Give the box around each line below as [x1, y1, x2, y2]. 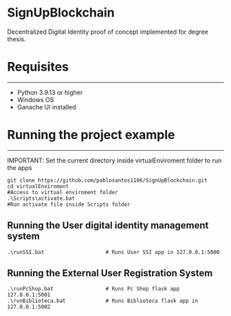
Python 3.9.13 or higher [16, 88, 83, 96]
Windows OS [16, 95, 54, 104]
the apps [7, 163, 32, 171]
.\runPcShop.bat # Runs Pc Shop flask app [7, 286, 180, 293]
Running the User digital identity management [7, 220, 209, 231]
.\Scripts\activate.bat [7, 195, 76, 202]
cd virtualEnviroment [7, 182, 69, 190]
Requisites [7, 59, 69, 75]
